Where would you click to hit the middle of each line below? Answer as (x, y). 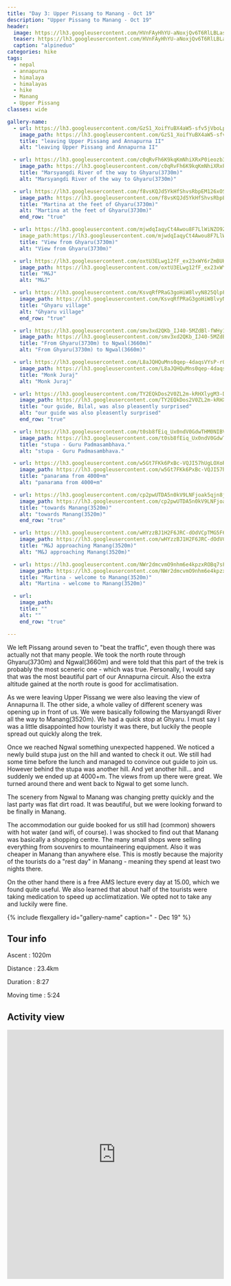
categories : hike (32, 52)
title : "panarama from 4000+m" (64, 476)
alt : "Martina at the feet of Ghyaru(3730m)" (86, 210)
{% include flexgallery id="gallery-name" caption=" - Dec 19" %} (99, 917)
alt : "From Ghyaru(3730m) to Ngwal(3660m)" (83, 350)
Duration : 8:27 (28, 982)
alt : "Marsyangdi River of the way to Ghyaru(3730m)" (98, 179)
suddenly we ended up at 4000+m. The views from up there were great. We (115, 776)
